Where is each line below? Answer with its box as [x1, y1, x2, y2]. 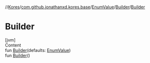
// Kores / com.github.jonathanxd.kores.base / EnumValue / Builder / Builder [5, 4, 146, 10]
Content [5, 42, 21, 48]
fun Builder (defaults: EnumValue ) [5, 47, 71, 53]
